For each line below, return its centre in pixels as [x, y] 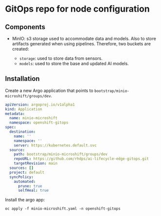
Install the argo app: [25, 200]
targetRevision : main [36, 163]
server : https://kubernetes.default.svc [55, 145]
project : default [27, 172]
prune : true [30, 186]
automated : [25, 181]
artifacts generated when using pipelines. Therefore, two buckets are [81, 44]
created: [20, 49]
